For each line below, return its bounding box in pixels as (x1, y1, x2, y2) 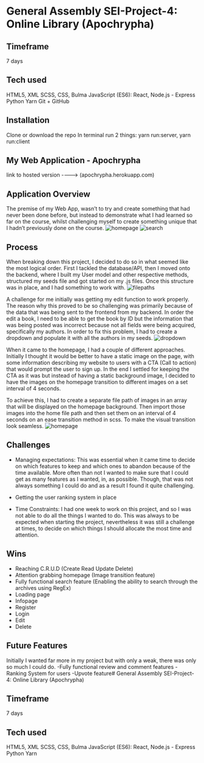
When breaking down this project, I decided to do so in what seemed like (6, 258, 189, 265)
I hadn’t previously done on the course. (6, 225, 104, 232)
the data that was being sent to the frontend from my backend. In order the (6, 308, 194, 316)
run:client (6, 138, 30, 145)
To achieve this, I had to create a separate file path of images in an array (6, 396, 187, 404)
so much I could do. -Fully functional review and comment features (6, 663, 174, 670)
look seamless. (6, 422, 44, 430)
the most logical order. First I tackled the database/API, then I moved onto (6, 265, 191, 272)
